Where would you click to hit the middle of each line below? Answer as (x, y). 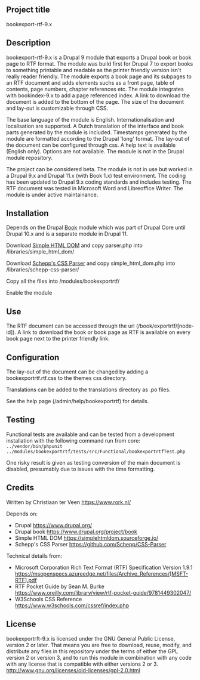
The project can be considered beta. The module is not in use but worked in (99, 169)
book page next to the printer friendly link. (58, 339)
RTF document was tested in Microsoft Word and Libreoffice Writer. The (95, 188)
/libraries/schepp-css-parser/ (43, 270)
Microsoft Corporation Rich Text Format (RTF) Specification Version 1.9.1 (104, 567)
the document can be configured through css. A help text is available (91, 145)
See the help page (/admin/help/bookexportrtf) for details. (78, 401)
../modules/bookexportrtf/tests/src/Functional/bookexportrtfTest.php (96, 452)
